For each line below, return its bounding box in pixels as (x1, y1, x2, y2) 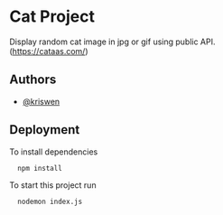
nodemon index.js (17, 197, 83, 207)
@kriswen (22, 96, 60, 107)
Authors (9, 72, 57, 88)
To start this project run (9, 180, 97, 191)
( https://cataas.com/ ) (9, 45, 88, 56)
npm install (17, 164, 63, 173)
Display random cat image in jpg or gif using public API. (9, 36, 216, 47)
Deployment (9, 122, 80, 137)
